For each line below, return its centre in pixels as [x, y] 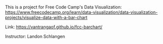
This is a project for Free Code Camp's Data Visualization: [63, 7]
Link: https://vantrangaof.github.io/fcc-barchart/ [54, 27]
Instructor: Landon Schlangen [35, 36]
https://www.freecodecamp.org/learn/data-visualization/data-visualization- [81, 12]
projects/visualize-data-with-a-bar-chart [46, 17]
